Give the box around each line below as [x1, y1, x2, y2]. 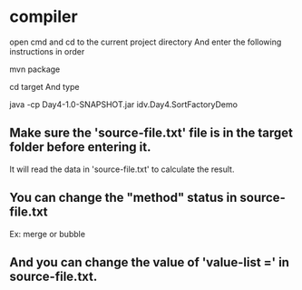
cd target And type [9, 81, 80, 92]
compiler [9, 6, 79, 27]
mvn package [9, 64, 61, 75]
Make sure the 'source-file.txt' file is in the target [9, 125, 293, 141]
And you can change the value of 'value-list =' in [9, 255, 290, 270]
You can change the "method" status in [9, 190, 238, 205]
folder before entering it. [9, 139, 151, 155]
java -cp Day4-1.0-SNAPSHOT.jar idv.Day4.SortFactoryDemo [9, 98, 239, 110]
